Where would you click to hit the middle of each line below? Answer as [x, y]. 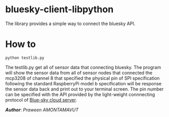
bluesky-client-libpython [59, 9]
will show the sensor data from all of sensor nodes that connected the [79, 73]
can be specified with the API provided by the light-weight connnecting [80, 94]
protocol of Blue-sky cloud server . [41, 100]
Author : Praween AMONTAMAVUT [42, 110]
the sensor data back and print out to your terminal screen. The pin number [84, 89]
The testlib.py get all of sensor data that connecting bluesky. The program [83, 67]
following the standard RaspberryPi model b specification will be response [83, 83]
